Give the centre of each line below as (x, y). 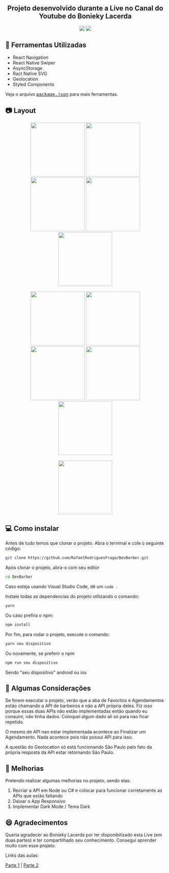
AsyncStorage (27, 68)
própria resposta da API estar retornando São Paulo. (60, 752)
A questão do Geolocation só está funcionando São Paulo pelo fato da (79, 747)
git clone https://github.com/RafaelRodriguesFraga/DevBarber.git (77, 558)
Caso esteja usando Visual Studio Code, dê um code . (62, 586)
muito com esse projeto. (30, 845)
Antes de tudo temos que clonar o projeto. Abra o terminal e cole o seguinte (84, 543)
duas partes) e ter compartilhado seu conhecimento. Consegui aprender (81, 840)
